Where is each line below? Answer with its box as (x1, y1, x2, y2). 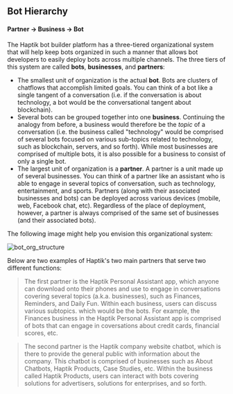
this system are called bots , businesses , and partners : (7, 62, 165, 71)
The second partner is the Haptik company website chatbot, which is (24, 342, 222, 350)
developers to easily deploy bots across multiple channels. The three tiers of (7, 55, 226, 63)
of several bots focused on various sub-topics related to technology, (17, 135, 214, 143)
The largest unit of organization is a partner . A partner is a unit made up (17, 164, 223, 173)
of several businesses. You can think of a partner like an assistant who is (17, 171, 225, 180)
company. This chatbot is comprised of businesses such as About (24, 357, 213, 365)
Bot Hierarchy (7, 6, 68, 17)
